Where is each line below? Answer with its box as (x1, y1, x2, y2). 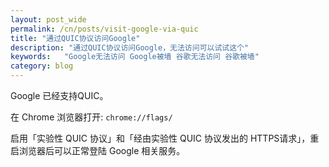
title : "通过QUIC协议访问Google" (10, 33, 141, 43)
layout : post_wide (10, 14, 87, 25)
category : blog (10, 61, 74, 71)
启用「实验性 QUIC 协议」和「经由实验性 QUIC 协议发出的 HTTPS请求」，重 (10, 132, 320, 144)
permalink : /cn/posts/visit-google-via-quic (10, 24, 199, 34)
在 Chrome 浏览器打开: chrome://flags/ (10, 111, 173, 123)
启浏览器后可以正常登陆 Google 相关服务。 (10, 145, 186, 156)
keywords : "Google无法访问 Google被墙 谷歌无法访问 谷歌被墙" (10, 52, 260, 62)
